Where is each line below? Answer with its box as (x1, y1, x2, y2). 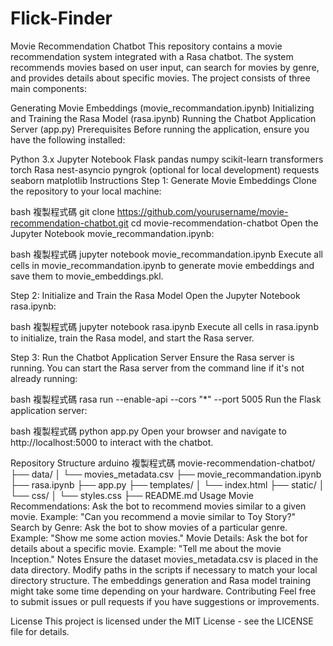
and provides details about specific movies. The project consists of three (10, 72, 311, 84)
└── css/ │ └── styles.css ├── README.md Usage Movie (10, 489, 254, 501)
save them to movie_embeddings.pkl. (10, 270, 164, 282)
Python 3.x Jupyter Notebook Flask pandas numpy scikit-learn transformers (10, 153, 324, 165)
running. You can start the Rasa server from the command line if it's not (10, 362, 305, 374)
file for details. (10, 625, 70, 637)
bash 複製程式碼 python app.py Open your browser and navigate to (10, 425, 287, 437)
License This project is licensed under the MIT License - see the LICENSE (10, 615, 314, 627)
